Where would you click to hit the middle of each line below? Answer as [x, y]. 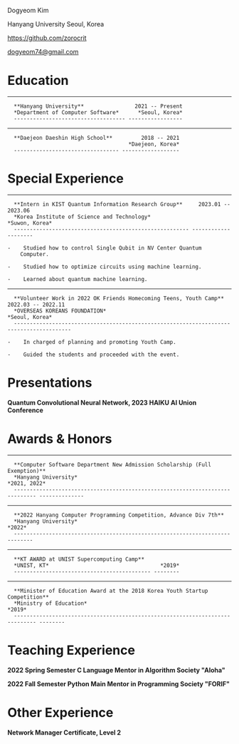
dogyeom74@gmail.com [43, 52]
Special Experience [66, 179]
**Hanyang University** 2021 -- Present [98, 106]
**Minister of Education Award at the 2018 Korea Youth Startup [111, 591]
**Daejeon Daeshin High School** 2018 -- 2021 [97, 138]
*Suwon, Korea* [30, 223]
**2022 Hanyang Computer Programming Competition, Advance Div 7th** [119, 515]
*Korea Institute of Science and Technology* [83, 217]
